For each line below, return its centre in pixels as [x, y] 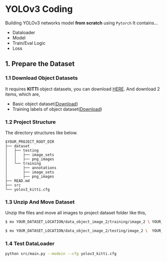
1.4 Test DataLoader [30, 243]
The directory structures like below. [42, 132]
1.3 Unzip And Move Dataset [40, 202]
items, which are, [23, 94]
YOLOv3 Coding [39, 9]
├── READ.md [17, 181]
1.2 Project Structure [31, 122]
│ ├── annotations [31, 168]
